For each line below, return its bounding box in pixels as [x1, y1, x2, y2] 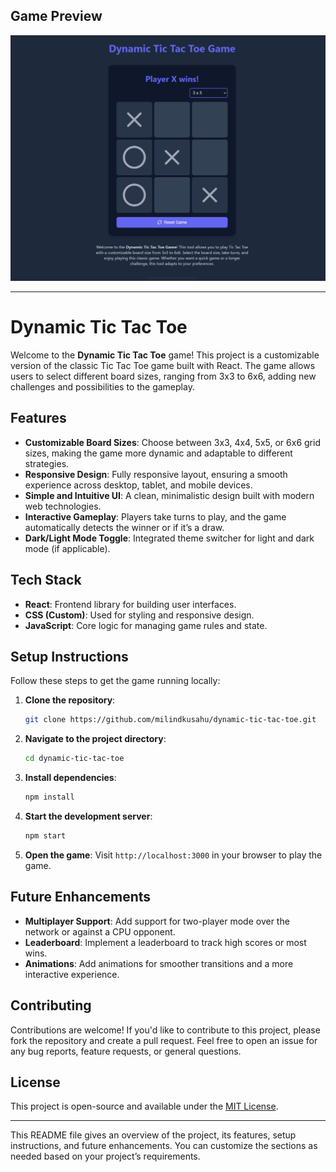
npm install [24, 792, 75, 803]
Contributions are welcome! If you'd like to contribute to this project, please [10, 1024, 321, 1036]
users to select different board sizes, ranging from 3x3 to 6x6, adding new [10, 370, 317, 382]
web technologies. [24, 500, 102, 512]
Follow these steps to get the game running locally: [10, 675, 221, 687]
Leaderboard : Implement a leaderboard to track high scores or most [24, 936, 307, 948]
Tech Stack [10, 572, 82, 589]
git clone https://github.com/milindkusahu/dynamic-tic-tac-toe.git [24, 715, 317, 725]
